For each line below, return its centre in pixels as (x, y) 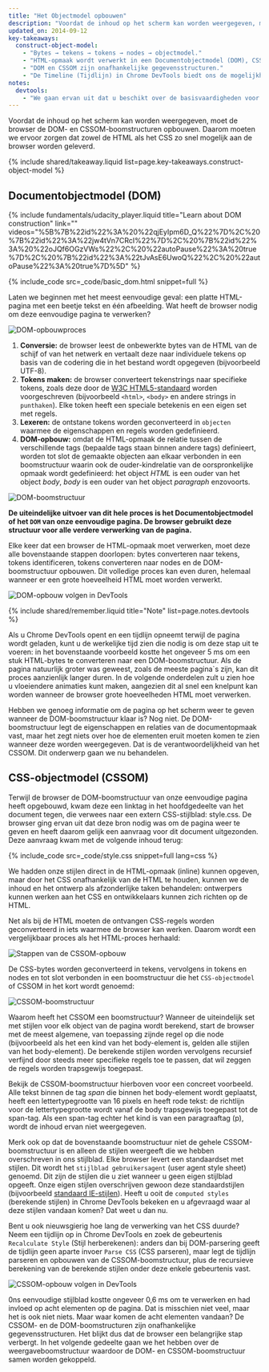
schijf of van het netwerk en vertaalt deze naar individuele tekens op (133, 354)
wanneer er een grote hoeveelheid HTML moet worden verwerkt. (115, 580)
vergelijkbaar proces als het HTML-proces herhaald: (94, 938)
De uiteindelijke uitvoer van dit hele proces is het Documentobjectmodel (131, 513)
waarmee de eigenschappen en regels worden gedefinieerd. (120, 431)
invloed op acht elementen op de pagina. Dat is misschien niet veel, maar (129, 1308)
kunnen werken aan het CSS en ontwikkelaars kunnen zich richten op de (128, 897)
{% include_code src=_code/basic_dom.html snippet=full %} (108, 282)
